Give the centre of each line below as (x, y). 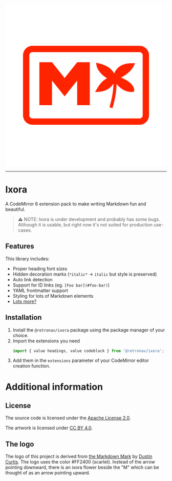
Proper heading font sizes (40, 268)
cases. (25, 230)
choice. (21, 335)
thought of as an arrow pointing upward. (48, 473)
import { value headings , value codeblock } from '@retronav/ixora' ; (89, 351)
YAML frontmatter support (40, 290)
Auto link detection (33, 279)
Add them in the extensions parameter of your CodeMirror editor (81, 360)
